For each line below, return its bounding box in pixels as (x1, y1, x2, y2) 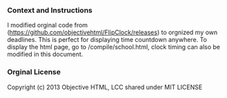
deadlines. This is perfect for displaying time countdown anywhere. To (7, 36, 208, 44)
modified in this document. (7, 50, 83, 58)
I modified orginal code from (7, 21, 88, 29)
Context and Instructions (7, 5, 93, 15)
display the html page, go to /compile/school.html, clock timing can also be (7, 43, 221, 51)
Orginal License (7, 67, 61, 77)
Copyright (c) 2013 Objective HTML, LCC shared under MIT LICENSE (7, 83, 203, 91)
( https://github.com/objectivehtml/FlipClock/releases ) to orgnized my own (7, 28, 218, 36)
